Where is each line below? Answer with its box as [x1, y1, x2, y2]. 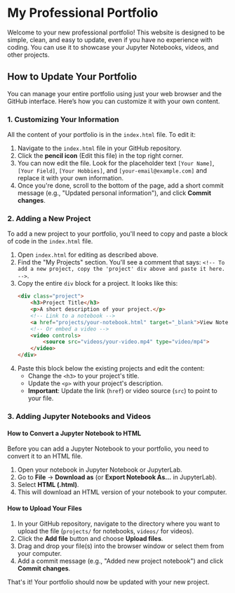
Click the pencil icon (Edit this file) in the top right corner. [17, 152, 184, 160]
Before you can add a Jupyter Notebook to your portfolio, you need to [7, 444, 209, 453]
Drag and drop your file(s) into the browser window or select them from [17, 542, 224, 550]
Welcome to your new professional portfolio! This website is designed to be [7, 28, 225, 36]
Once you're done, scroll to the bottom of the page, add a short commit [17, 181, 224, 190]
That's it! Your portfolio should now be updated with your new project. [7, 578, 210, 587]
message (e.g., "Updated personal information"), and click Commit [17, 189, 212, 197]
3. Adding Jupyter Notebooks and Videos [7, 412, 152, 422]
